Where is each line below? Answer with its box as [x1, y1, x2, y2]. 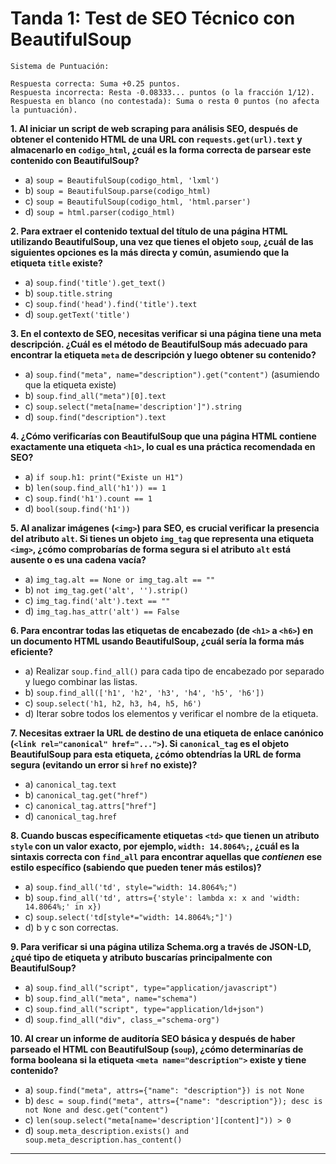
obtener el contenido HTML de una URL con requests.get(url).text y [10, 133, 303, 145]
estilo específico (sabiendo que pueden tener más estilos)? [10, 861, 262, 873]
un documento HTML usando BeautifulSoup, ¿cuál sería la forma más [10, 635, 305, 647]
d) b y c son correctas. [24, 921, 119, 933]
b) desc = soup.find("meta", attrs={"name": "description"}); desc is [24, 1094, 323, 1106]
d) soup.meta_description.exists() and [24, 1124, 189, 1136]
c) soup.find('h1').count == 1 [24, 492, 153, 504]
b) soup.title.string [24, 287, 113, 299]
